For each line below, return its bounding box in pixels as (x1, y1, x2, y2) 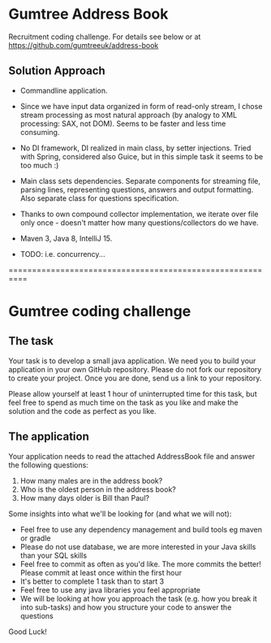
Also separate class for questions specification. (19, 193, 179, 203)
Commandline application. (19, 85, 108, 95)
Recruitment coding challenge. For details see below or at (8, 32, 201, 41)
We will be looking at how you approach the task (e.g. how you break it (19, 593, 257, 603)
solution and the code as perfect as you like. (8, 406, 157, 415)
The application (8, 430, 89, 444)
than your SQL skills (19, 550, 88, 560)
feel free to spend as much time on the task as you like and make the (8, 398, 239, 407)
